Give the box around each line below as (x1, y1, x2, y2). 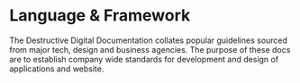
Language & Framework (9, 5, 191, 26)
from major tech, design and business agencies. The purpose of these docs (9, 44, 291, 54)
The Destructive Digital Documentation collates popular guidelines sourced (9, 35, 288, 46)
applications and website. (9, 63, 105, 74)
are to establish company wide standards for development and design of (9, 54, 279, 64)
